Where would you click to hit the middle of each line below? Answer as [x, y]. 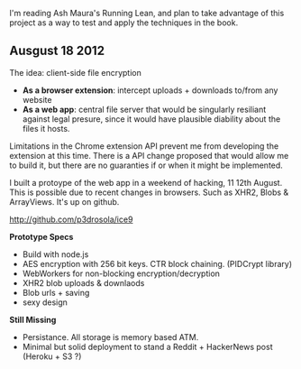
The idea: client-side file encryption [75, 72]
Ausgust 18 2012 [57, 51]
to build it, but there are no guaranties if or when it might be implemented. [146, 165]
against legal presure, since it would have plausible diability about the [151, 119]
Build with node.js [55, 254]
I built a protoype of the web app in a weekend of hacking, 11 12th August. [146, 182]
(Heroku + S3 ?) [52, 356]
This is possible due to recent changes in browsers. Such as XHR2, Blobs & [149, 192]
